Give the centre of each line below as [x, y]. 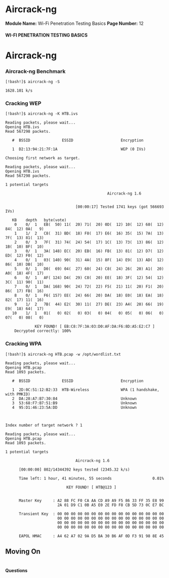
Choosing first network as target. [43, 158]
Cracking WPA [24, 344]
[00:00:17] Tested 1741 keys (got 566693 [120, 207]
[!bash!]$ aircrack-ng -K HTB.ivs [42, 114]
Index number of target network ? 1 [44, 425]
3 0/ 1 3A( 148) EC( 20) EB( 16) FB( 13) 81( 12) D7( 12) [89, 251]
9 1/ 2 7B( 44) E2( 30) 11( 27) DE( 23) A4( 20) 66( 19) [89, 304]
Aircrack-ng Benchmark [35, 71]
